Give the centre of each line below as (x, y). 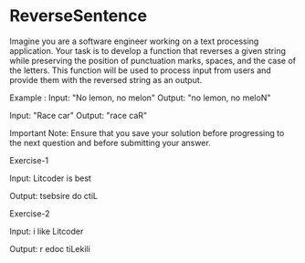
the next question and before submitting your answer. (110, 142)
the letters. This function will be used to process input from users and (140, 70)
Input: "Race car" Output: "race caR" (79, 115)
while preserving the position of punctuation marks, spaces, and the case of (153, 60)
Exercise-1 (29, 160)
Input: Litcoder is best (50, 178)
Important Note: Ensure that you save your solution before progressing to (147, 132)
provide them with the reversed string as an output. (106, 79)
